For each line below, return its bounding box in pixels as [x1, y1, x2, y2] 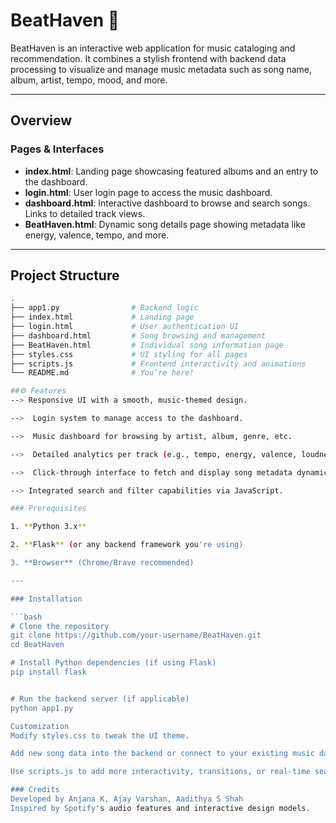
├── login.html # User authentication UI [10, 322, 240, 332]
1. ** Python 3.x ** [10, 522, 87, 532]
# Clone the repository [10, 621, 110, 631]
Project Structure [10, 267, 120, 284]
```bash [10, 612, 43, 622]
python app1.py [10, 703, 74, 713]
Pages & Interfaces [10, 142, 105, 156]
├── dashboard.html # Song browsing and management [10, 330, 267, 341]
